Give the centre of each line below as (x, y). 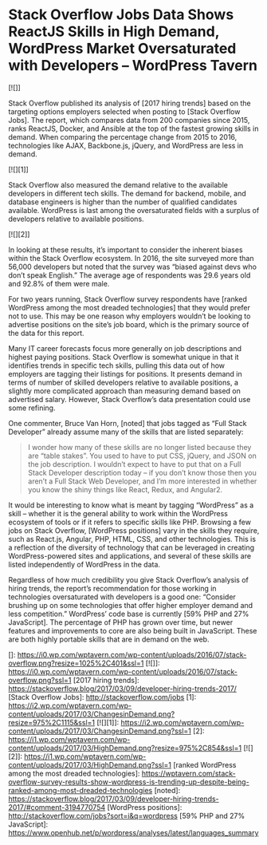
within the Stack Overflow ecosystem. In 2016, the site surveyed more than (131, 258)
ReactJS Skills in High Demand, (114, 32)
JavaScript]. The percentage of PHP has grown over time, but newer (121, 622)
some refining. (32, 408)
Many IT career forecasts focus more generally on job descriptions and (125, 348)
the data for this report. (47, 333)
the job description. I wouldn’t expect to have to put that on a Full (134, 464)
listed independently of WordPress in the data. (84, 564)
